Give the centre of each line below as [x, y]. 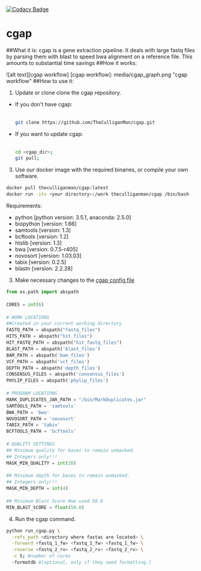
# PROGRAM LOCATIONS [32, 394]
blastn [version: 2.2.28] [44, 269]
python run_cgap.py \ [33, 531]
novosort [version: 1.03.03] [48, 256]
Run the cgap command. [45, 519]
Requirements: [24, 206]
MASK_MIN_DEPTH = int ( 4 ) [37, 489]
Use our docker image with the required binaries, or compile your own [101, 170]
